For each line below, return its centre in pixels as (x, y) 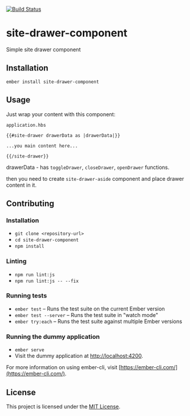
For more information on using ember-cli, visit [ (64, 367)
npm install (29, 247)
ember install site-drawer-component (53, 82)
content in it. (21, 185)
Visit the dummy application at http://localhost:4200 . (79, 356)
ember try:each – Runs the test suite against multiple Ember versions (98, 321)
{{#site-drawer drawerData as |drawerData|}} (63, 135)
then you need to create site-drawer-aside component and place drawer (95, 178)
